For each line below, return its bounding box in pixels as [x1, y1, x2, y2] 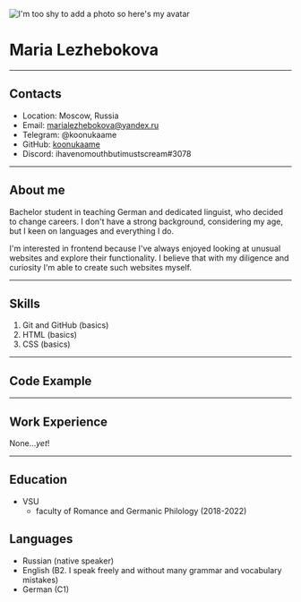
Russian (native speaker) [21, 555, 115, 566]
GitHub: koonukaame [21, 139, 100, 150]
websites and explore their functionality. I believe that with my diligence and [9, 252, 289, 263]
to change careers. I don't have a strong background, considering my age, [9, 216, 284, 227]
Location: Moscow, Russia [21, 110, 119, 121]
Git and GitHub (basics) [21, 320, 109, 331]
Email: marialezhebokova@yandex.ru [21, 119, 159, 130]
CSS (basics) [21, 339, 71, 349]
